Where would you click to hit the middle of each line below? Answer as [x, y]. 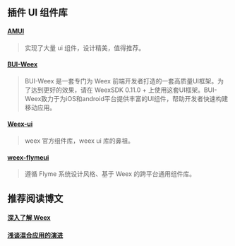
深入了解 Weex [29, 218]
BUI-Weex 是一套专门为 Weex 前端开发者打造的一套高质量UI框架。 [121, 81]
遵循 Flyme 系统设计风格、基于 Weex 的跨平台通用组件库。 [110, 174]
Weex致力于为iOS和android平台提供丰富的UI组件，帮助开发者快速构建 [126, 98]
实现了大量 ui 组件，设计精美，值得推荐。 [85, 47]
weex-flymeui [28, 157]
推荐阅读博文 [35, 198]
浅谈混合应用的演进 [35, 235]
